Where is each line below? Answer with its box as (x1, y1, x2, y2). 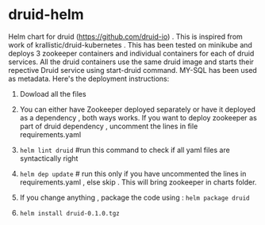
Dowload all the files (19, 89, 86, 98)
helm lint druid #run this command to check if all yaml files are (19, 145, 230, 154)
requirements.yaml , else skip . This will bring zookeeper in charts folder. (19, 177, 257, 187)
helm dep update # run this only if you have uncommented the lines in (19, 169, 247, 178)
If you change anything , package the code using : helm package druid (19, 193, 250, 202)
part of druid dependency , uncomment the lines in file (19, 121, 198, 131)
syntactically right (19, 153, 79, 163)
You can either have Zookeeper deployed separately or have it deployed (19, 105, 256, 114)
